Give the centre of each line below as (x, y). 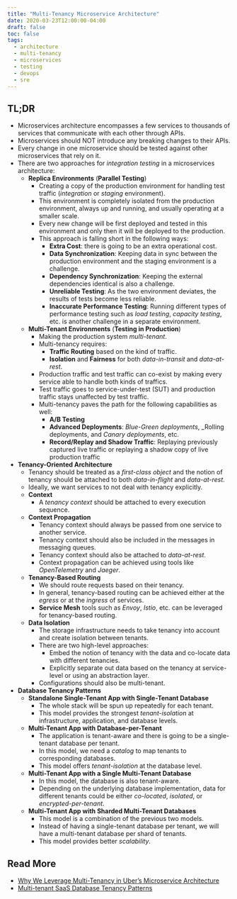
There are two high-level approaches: (93, 645)
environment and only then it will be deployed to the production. (132, 231)
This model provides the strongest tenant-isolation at (116, 713)
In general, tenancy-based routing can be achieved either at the (132, 593)
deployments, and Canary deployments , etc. (114, 435)
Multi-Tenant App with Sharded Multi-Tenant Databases (112, 811)
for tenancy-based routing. (78, 615)
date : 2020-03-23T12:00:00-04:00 (57, 21)
